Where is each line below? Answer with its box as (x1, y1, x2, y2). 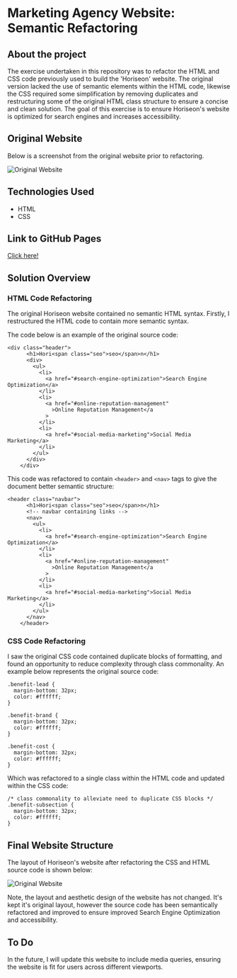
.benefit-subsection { (7, 802, 74, 809)
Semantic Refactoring (7, 20, 138, 36)
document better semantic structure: (7, 482, 115, 490)
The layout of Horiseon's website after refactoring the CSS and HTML (7, 858, 210, 867)
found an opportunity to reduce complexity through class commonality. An (7, 660, 224, 668)
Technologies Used (7, 186, 94, 198)
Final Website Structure (7, 839, 114, 851)
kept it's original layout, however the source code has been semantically (7, 901, 218, 909)
